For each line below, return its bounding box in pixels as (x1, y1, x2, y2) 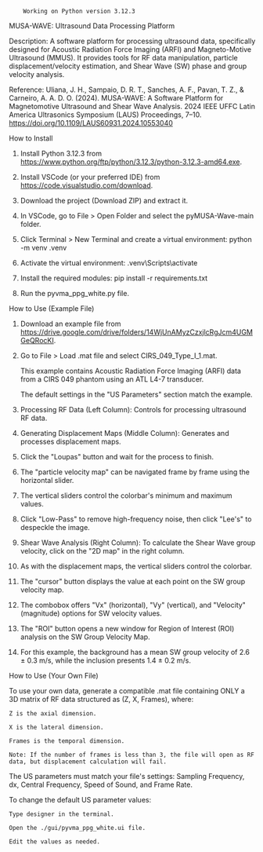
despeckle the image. (20, 523, 91, 532)
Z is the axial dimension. (9, 710, 97, 718)
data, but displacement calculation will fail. (9, 758, 168, 766)
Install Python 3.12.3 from (20, 149, 103, 158)
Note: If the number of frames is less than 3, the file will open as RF (9, 751, 255, 759)
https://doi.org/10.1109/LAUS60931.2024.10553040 (9, 119, 173, 127)
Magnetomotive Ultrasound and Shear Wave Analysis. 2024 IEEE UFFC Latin (9, 102, 255, 111)
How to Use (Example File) (9, 304, 95, 313)
